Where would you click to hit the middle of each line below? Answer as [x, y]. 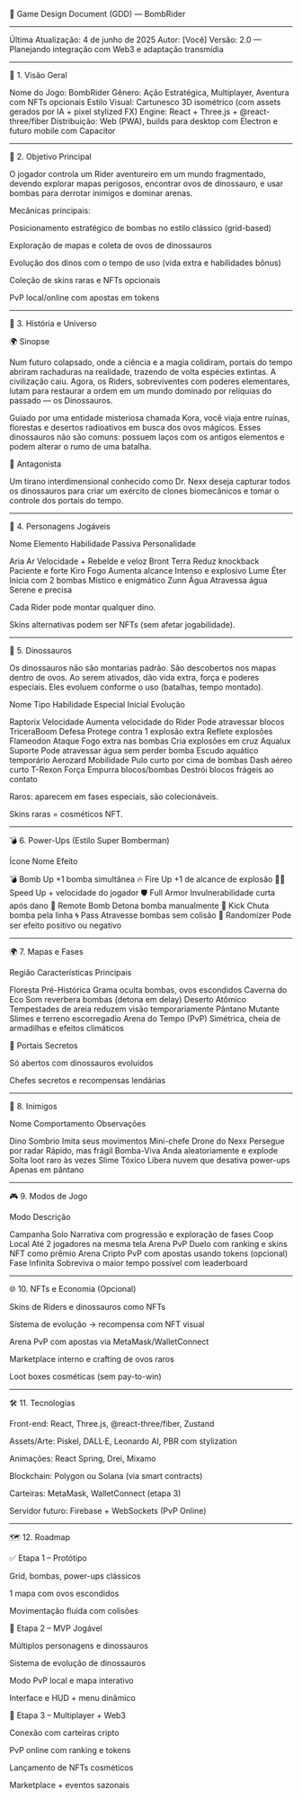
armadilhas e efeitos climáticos [67, 1028]
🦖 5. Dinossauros [40, 650]
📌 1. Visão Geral [38, 75]
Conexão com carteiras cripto [64, 1732]
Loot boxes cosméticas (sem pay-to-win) [85, 1376]
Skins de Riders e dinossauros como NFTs [88, 1307]
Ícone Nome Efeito [44, 861]
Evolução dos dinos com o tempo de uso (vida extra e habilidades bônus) [145, 263]
